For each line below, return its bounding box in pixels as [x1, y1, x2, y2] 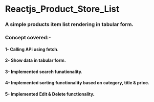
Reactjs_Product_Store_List [5, 3, 120, 15]
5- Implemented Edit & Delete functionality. [5, 91, 95, 97]
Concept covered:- [5, 34, 51, 41]
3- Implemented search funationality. [5, 69, 83, 75]
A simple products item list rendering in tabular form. [5, 21, 133, 28]
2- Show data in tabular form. [5, 57, 66, 63]
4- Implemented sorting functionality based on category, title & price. [5, 80, 150, 86]
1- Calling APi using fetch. [5, 46, 59, 52]
